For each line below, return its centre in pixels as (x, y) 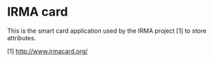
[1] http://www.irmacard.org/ (47, 51)
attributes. (22, 37)
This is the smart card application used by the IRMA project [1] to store (107, 31)
